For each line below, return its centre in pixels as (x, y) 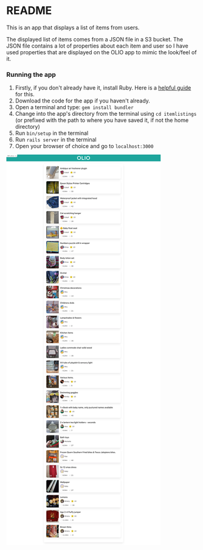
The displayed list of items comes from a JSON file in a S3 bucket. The (95, 39)
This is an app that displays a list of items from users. (73, 27)
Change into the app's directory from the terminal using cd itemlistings (106, 114)
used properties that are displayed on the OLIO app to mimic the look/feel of (101, 52)
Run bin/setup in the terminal (52, 133)
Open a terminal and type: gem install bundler (74, 107)
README (29, 11)
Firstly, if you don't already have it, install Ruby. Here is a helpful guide (103, 88)
